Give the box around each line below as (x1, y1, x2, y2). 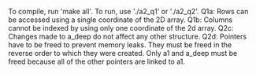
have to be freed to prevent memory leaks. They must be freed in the (8, 40, 232, 50)
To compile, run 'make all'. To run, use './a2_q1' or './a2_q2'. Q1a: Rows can (8, 7, 249, 16)
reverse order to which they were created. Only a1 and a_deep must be (8, 49, 238, 57)
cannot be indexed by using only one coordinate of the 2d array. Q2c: (8, 24, 234, 32)
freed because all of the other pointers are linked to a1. (8, 57, 185, 66)
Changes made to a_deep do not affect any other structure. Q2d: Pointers (8, 31, 247, 41)
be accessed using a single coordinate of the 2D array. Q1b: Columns (8, 15, 233, 24)
